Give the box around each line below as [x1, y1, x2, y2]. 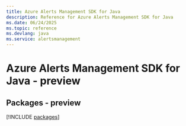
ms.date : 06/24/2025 [6, 20, 57, 25]
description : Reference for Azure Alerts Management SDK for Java [6, 14, 174, 20]
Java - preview [6, 75, 81, 88]
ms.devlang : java [6, 31, 49, 37]
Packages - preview [6, 98, 81, 108]
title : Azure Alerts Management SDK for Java [6, 8, 120, 15]
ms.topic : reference [6, 25, 57, 31]
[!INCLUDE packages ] [6, 114, 60, 120]
